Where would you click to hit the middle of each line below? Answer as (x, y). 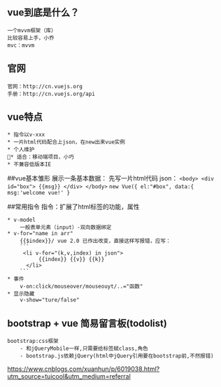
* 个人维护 (21, 150)
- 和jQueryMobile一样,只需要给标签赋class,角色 (84, 349)
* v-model (22, 220)
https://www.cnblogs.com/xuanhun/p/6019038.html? (84, 369)
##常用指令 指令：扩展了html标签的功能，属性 (73, 207)
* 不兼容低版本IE (29, 164)
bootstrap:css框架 (33, 342)
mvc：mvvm (21, 45)
